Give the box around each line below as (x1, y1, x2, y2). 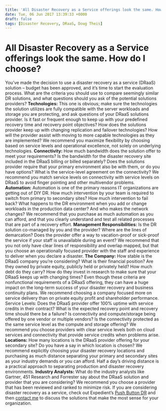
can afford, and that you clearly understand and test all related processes (5, 216, 155, 223)
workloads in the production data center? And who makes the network (5, 206, 149, 212)
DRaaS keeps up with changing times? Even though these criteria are (5, 274, 146, 280)
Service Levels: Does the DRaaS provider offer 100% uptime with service (5, 300, 154, 307)
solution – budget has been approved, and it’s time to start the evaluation (5, 85, 153, 91)
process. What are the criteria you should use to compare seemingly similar (5, 90, 159, 96)
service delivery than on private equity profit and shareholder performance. (5, 295, 159, 301)
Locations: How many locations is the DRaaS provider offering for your (5, 337, 150, 343)
